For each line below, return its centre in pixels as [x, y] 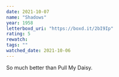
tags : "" [17, 45]
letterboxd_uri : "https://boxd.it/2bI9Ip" [60, 28]
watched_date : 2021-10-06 [38, 51]
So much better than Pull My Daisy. [49, 67]
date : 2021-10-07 [28, 12]
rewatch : [17, 39]
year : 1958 [20, 23]
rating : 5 [19, 34]
